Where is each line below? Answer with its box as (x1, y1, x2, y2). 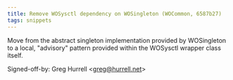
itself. (7, 51, 23, 60)
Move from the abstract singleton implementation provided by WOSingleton (7, 36, 227, 44)
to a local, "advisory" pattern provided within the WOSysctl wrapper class (7, 44, 222, 52)
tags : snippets (7, 17, 52, 24)
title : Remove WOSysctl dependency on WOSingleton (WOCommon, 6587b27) (7, 10, 222, 18)
